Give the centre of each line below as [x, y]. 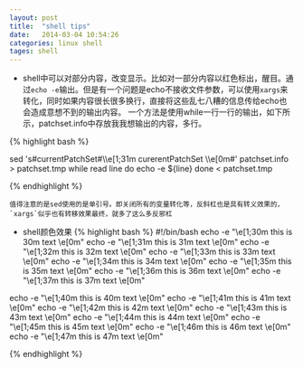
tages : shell [34, 52]
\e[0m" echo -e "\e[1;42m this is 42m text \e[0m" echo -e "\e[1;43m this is [148, 307]
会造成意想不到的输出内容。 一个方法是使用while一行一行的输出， [144, 112]
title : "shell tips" [50, 26]
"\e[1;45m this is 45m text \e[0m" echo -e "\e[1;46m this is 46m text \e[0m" [150, 327]
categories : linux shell [56, 43]
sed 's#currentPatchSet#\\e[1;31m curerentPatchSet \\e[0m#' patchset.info [149, 159]
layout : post [34, 18]
